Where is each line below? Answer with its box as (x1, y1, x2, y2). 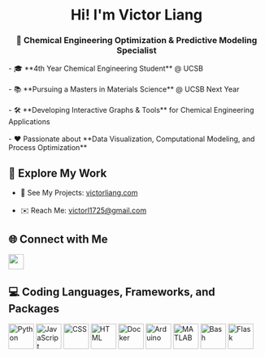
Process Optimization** (8, 143, 88, 153)
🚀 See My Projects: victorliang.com (20, 188, 138, 198)
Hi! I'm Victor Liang (70, 6, 203, 24)
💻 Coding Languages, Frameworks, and (8, 285, 215, 299)
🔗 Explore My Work (8, 166, 107, 180)
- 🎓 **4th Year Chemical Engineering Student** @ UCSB (8, 63, 203, 74)
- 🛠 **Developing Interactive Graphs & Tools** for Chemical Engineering (8, 105, 254, 115)
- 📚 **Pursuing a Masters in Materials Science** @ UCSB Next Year (8, 84, 240, 94)
